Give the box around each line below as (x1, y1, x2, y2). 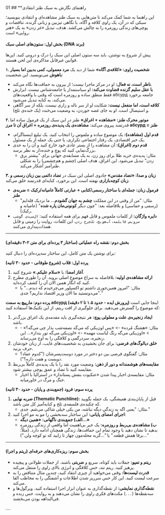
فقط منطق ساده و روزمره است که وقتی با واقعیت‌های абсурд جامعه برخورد (12, 92, 154, 98)
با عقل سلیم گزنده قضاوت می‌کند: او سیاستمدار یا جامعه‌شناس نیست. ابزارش (12, 86, 153, 93)
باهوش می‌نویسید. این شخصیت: (5, 72, 63, 78)
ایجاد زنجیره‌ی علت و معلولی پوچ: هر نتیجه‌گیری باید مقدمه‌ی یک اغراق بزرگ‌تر (12, 314, 153, 320)
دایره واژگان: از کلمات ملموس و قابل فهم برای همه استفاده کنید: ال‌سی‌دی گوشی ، (12, 213, 157, 219)
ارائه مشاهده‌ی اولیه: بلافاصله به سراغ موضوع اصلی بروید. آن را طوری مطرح (12, 275, 153, 281)
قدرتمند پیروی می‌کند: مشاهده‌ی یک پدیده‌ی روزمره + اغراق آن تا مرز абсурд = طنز (5, 122, 158, 128)
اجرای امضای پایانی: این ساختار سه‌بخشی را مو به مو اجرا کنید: (12, 412, 126, 417)
